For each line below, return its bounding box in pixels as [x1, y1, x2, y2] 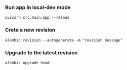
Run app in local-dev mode [5, 4, 71, 11]
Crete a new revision [5, 27, 56, 34]
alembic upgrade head [5, 60, 50, 65]
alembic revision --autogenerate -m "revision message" [5, 37, 123, 43]
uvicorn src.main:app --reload [5, 15, 70, 20]
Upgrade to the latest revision [5, 49, 78, 56]
